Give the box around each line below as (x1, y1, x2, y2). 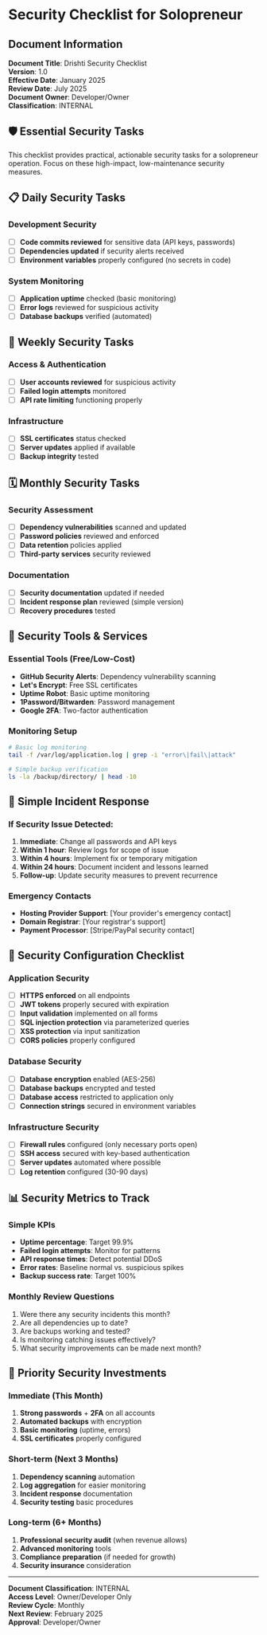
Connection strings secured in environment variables (19, 1101, 196, 1110)
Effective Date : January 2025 (8, 76, 106, 85)
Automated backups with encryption (19, 1417, 142, 1426)
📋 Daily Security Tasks (8, 191, 126, 205)
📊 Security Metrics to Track (8, 1191, 150, 1205)
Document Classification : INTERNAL (8, 1583, 130, 1593)
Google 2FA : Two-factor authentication (19, 705, 149, 715)
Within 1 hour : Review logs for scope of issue (19, 845, 169, 855)
